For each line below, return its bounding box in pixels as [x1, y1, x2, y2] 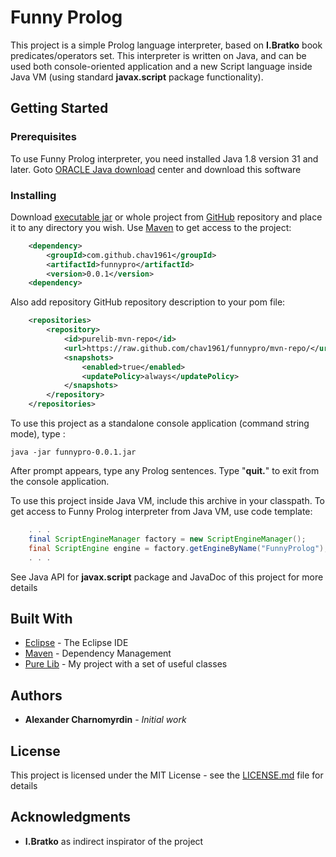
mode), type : [10, 428, 66, 440]
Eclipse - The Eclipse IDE [24, 637, 129, 649]
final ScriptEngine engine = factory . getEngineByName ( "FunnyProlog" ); [28, 543, 329, 553]
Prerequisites [10, 130, 77, 144]
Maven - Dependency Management [24, 647, 172, 660]
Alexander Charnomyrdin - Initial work [24, 714, 187, 726]
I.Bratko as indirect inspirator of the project [24, 835, 204, 847]
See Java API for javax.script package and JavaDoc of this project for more [10, 571, 324, 583]
